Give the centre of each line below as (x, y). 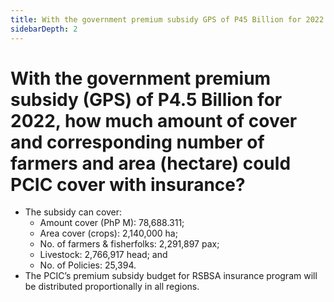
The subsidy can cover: (73, 212)
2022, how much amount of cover (154, 120)
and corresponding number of (137, 142)
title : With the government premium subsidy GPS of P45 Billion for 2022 (167, 19)
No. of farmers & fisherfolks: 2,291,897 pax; (129, 244)
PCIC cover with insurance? (128, 184)
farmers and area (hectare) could (151, 163)
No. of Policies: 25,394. (88, 265)
